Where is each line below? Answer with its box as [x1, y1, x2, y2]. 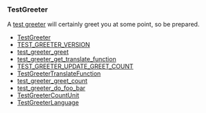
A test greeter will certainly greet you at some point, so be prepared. [7, 20, 200, 29]
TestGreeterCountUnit [16, 91, 79, 99]
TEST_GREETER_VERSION [16, 41, 90, 49]
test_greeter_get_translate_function [16, 55, 116, 63]
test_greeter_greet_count [16, 77, 88, 85]
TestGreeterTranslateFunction [16, 69, 101, 78]
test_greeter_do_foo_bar [16, 84, 86, 93]
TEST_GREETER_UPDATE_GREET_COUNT [16, 63, 133, 71]
